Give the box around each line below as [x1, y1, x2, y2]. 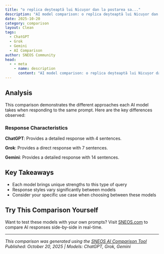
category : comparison [5, 21, 49, 26]
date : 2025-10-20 [5, 16, 41, 21]
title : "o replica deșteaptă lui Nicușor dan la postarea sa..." [5, 7, 141, 12]
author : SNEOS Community [5, 52, 56, 58]
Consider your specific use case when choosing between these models [12, 191, 156, 198]
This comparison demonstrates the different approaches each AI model [5, 102, 149, 107]
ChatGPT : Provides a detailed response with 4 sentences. [5, 135, 122, 141]
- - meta [9, 62, 27, 66]
